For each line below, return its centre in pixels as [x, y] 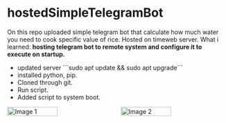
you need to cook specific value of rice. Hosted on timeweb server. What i [113, 39]
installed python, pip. [47, 75]
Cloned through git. [45, 82]
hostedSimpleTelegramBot [85, 13]
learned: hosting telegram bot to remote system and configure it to [105, 47]
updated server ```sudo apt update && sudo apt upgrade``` [100, 67]
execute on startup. [36, 54]
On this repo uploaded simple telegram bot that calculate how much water [113, 32]
